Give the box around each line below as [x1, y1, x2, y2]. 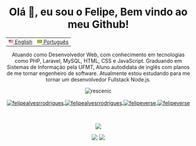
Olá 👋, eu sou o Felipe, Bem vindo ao [8, 5, 188, 19]
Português [43, 38, 69, 45]
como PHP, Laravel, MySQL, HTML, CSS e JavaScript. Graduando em [14, 57, 183, 64]
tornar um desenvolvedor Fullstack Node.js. [46, 76, 151, 83]
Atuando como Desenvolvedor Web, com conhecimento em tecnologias [11, 51, 185, 58]
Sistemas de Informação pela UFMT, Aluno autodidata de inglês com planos [6, 64, 190, 71]
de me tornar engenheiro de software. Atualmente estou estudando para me [6, 70, 190, 77]
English [14, 38, 33, 45]
